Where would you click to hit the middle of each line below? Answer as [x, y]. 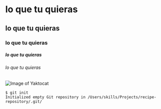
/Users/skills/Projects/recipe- [122, 97]
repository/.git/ [24, 102]
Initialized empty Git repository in [45, 97]
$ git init [17, 93]
